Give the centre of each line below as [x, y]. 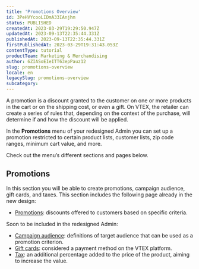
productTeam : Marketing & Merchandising [57, 56]
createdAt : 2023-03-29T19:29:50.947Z [53, 28]
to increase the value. [41, 261]
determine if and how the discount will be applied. [67, 119]
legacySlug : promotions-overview [48, 78]
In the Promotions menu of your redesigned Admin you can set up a [90, 131]
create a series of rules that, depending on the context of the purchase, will [98, 113]
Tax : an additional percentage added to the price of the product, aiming [102, 254]
